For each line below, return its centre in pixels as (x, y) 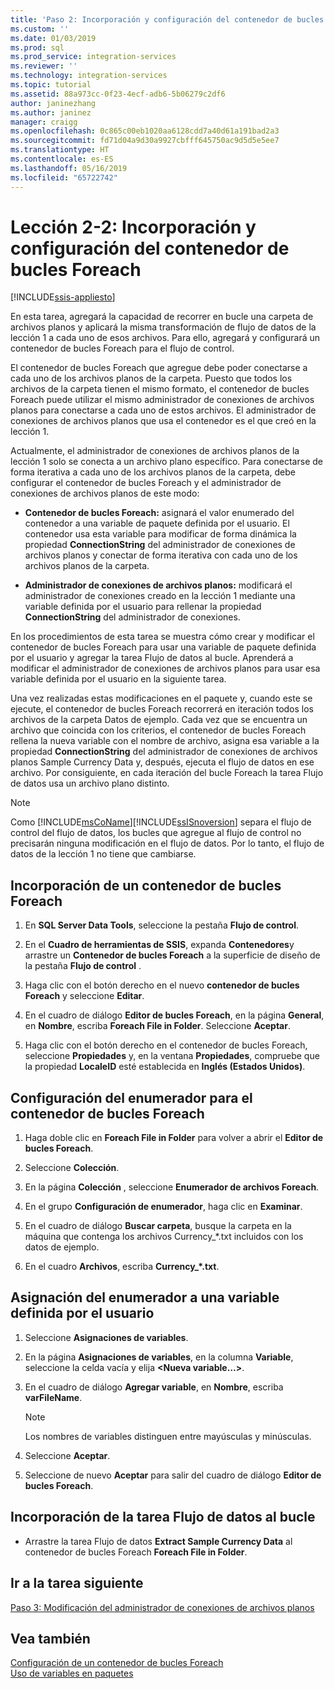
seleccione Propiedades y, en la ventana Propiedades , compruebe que (172, 1056)
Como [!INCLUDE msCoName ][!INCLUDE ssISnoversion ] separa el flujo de (161, 822)
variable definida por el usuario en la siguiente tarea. (118, 679)
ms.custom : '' (40, 29)
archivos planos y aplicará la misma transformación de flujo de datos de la (163, 327)
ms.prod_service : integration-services (93, 57)
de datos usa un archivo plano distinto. (90, 783)
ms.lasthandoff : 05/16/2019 (69, 168)
